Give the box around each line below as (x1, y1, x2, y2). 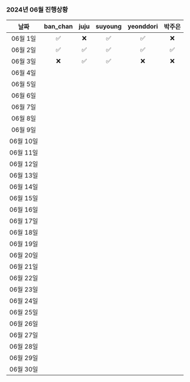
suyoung (95, 23, 122, 31)
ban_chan (44, 23, 73, 31)
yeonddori (127, 23, 158, 31)
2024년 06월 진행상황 (6, 5, 69, 13)
